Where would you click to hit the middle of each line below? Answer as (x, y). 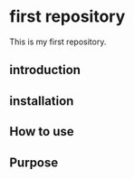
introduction (45, 70)
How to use (42, 132)
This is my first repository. (58, 42)
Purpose (34, 162)
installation (42, 101)
